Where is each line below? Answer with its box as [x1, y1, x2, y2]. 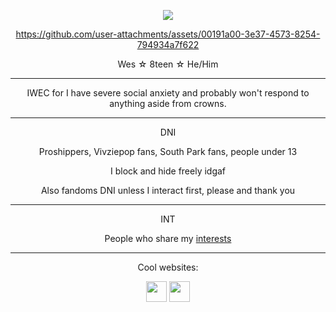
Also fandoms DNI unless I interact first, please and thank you [40, 185, 296, 196]
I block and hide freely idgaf [109, 165, 227, 177]
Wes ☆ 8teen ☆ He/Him [117, 58, 219, 70]
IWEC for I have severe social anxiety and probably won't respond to [26, 87, 310, 99]
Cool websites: [137, 261, 199, 273]
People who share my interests [104, 233, 232, 244]
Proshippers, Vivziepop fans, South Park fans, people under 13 [38, 146, 298, 157]
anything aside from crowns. [109, 98, 227, 109]
